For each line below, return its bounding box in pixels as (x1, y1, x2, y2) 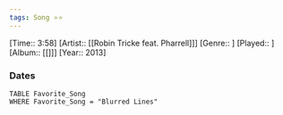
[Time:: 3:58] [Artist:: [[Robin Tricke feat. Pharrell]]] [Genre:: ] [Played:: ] (9, 37, 275, 48)
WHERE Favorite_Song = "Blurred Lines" (9, 97, 159, 106)
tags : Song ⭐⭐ (9, 12, 64, 22)
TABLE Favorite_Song (9, 89, 87, 98)
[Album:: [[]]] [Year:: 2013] (9, 46, 107, 58)
